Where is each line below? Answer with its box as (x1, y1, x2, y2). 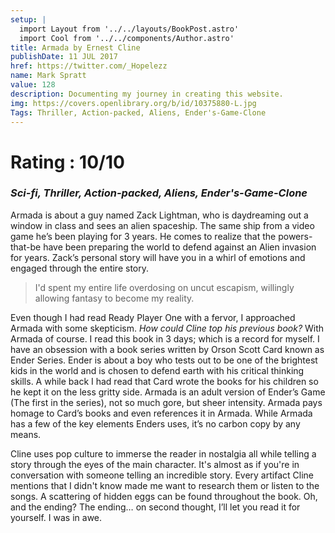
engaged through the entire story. (10, 262, 150, 274)
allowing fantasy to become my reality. (34, 292, 195, 304)
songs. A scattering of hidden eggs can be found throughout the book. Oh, (10, 490, 318, 502)
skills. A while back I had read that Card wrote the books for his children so (10, 375, 319, 387)
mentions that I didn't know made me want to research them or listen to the (10, 479, 320, 491)
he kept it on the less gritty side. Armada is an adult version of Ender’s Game (10, 386, 326, 398)
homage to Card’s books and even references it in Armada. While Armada (10, 407, 313, 419)
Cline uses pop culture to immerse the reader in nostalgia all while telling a (10, 447, 317, 460)
